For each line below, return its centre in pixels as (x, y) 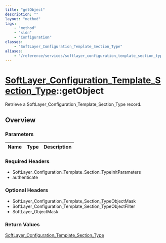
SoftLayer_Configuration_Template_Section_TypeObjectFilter (74, 206)
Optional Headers (27, 190)
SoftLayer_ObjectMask (35, 211)
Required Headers (27, 161)
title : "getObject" (25, 10)
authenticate (25, 177)
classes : (14, 42)
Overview (21, 120)
